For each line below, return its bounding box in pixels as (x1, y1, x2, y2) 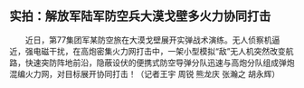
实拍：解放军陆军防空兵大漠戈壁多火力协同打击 (9, 8, 271, 24)
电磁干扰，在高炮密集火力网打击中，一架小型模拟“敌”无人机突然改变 (33, 45, 287, 56)
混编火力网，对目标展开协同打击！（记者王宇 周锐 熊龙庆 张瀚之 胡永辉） (9, 68, 280, 79)
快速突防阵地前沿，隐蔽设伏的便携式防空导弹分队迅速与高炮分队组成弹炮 (24, 57, 295, 68)
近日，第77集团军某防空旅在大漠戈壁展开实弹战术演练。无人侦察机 (24, 34, 273, 45)
